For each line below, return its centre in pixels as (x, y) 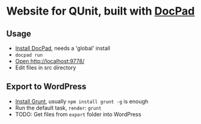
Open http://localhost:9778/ (50, 61)
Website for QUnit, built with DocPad (101, 11)
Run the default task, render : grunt (58, 108)
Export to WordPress (46, 87)
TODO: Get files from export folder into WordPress (78, 114)
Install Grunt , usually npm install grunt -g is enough (82, 101)
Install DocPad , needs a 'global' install (63, 48)
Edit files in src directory (46, 67)
